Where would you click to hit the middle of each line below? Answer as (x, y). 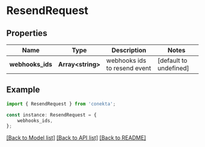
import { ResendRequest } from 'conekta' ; (61, 104)
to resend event (129, 68)
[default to (173, 60)
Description (129, 50)
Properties (27, 33)
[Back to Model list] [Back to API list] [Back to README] (76, 138)
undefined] (174, 68)
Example (23, 90)
